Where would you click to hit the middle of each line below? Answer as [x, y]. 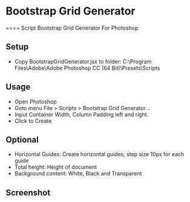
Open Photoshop [35, 102]
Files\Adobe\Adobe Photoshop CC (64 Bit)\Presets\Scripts [87, 68]
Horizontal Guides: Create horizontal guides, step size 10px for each [99, 154]
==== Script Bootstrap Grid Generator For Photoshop [72, 28]
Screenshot [28, 193]
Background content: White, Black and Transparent [78, 174]
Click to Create [33, 121]
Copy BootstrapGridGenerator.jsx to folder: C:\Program [83, 61]
